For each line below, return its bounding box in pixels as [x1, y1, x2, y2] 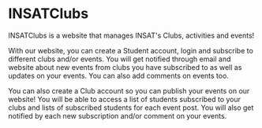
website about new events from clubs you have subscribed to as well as [8, 62, 242, 71]
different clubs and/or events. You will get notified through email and [8, 54, 231, 64]
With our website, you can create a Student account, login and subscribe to [8, 46, 254, 55]
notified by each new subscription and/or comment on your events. [8, 111, 227, 120]
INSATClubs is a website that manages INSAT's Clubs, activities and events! [8, 31, 255, 40]
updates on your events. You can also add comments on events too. [8, 71, 229, 80]
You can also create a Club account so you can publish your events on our [8, 86, 250, 95]
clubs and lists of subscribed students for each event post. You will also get [8, 103, 254, 112]
